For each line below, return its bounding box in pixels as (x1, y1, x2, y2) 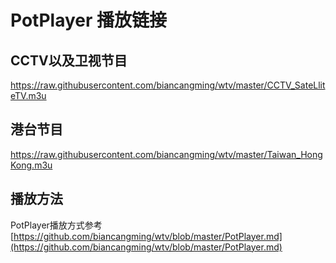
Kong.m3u (10, 159, 53, 171)
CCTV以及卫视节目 (10, 52, 128, 69)
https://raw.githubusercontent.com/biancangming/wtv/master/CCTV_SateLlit (10, 79, 326, 91)
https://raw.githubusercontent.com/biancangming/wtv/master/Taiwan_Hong (10, 148, 323, 160)
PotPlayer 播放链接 (10, 9, 167, 32)
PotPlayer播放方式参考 (10, 219, 103, 231)
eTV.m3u (10, 90, 47, 101)
